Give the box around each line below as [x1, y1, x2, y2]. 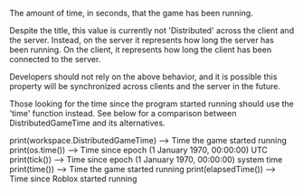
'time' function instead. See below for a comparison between [9, 108, 237, 118]
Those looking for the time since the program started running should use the [9, 98, 294, 109]
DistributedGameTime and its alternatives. [9, 117, 166, 128]
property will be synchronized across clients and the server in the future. [9, 81, 280, 91]
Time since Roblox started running [9, 173, 137, 184]
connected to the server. [9, 54, 101, 64]
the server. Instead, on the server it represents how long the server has [9, 35, 274, 45]
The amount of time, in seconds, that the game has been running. [9, 8, 253, 18]
